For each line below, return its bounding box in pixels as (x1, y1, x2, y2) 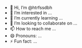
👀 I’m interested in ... (9, 10, 52, 16)
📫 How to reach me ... (9, 26, 56, 31)
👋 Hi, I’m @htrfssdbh (9, 5, 52, 10)
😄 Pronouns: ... (9, 33, 42, 39)
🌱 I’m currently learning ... (9, 15, 63, 21)
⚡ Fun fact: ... (9, 38, 37, 44)
